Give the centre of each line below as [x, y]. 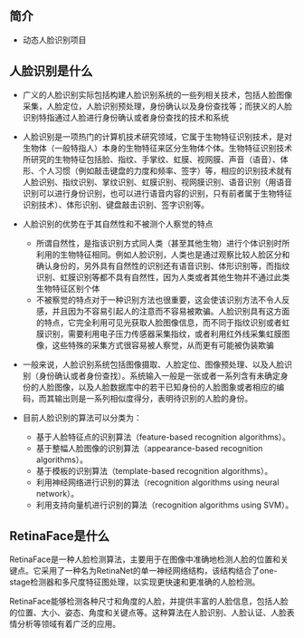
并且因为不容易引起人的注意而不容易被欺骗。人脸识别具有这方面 [171, 311]
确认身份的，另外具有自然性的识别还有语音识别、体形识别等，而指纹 [163, 266]
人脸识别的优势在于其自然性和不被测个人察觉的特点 [118, 224]
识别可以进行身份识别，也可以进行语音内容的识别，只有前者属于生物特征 [157, 193]
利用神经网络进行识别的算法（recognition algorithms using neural [157, 482]
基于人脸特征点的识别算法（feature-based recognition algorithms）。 [163, 437]
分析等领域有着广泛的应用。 [68, 624]
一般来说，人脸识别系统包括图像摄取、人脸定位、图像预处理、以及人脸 [153, 364]
